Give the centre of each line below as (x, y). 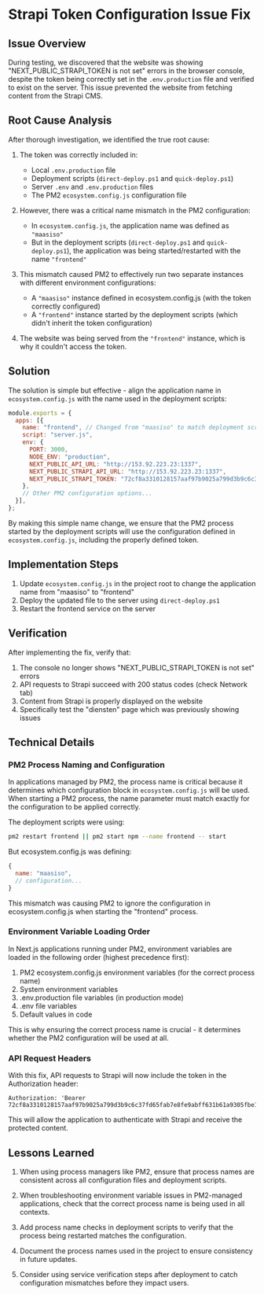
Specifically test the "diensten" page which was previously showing (129, 709)
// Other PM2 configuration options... (88, 493)
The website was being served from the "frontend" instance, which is (132, 338)
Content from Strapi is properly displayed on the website (111, 701)
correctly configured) (66, 306)
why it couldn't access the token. (73, 346)
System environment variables (69, 989)
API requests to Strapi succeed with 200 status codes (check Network (133, 684)
